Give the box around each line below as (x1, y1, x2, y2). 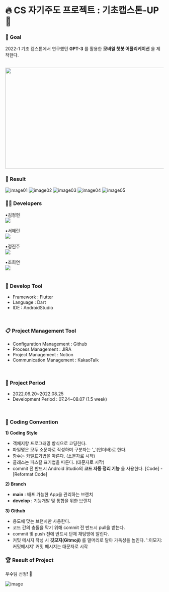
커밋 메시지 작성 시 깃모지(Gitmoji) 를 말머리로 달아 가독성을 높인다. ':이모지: (12, 537, 162, 543)
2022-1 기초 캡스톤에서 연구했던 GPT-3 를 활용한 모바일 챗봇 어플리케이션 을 (5, 46, 155, 52)
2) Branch (5, 481, 26, 487)
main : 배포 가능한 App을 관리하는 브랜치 (12, 492, 94, 498)
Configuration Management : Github (12, 341, 87, 347)
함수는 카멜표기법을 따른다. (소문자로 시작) (12, 453, 96, 459)
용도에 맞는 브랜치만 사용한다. (12, 518, 71, 524)
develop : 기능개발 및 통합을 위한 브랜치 (12, 498, 92, 504)
